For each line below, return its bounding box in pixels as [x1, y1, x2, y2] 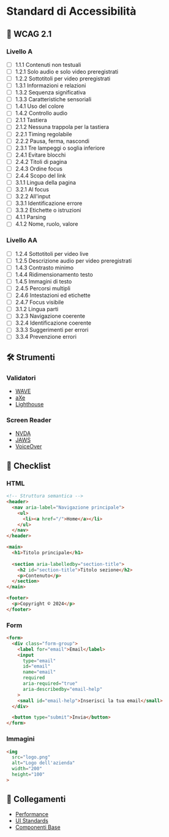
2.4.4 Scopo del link [15, 172, 66, 179]
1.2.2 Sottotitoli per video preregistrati [15, 75, 111, 82]
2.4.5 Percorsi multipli [15, 284, 70, 292]
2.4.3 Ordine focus [15, 164, 63, 172]
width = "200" [12, 766, 43, 772]
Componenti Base [15, 823, 61, 831]
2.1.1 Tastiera [15, 117, 47, 124]
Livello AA [6, 236, 38, 245]
